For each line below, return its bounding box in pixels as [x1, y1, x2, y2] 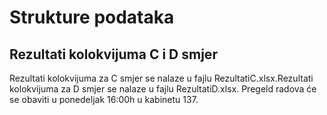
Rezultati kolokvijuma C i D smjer [9, 46, 218, 63]
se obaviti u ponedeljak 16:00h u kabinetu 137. [9, 94, 199, 105]
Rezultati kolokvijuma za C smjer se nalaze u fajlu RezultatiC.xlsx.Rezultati [9, 72, 314, 84]
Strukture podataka [9, 6, 175, 29]
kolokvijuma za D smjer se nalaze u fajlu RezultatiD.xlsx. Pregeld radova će [9, 83, 317, 95]
